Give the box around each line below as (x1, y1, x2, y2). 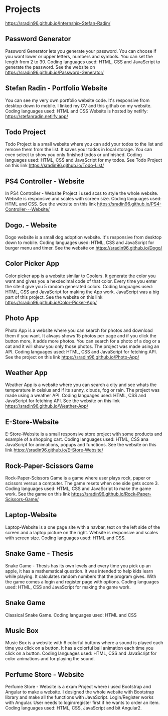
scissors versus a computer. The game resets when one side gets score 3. (5, 481, 159, 487)
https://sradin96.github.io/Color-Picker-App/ (5, 299, 97, 305)
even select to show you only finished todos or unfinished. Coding (5, 152, 142, 158)
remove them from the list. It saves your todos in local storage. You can (5, 147, 152, 153)
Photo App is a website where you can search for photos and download (5, 327, 153, 333)
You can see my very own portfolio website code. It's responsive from (5, 97, 150, 103)
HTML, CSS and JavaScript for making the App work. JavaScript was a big (5, 289, 159, 295)
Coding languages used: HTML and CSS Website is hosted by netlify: (5, 108, 148, 114)
